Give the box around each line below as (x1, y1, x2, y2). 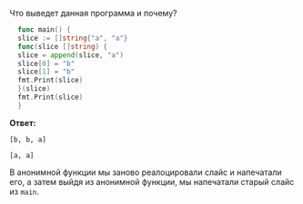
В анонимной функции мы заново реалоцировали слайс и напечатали (9, 167, 282, 178)
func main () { (17, 25, 71, 34)
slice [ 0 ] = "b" (17, 59, 76, 68)
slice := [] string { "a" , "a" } (17, 34, 128, 43)
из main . (9, 186, 39, 197)
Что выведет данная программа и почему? (9, 8, 177, 18)
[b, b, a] (9, 135, 47, 144)
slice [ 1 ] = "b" (17, 67, 76, 76)
